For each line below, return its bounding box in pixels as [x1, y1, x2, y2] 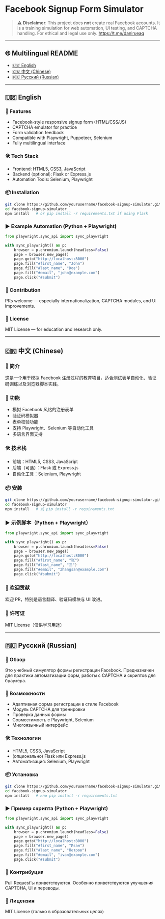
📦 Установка [5, 771, 38, 778]
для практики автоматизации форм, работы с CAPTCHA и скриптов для [5, 672, 156, 678]
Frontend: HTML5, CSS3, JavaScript [12, 166, 86, 172]
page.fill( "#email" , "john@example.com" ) [14, 270, 100, 276]
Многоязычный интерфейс [12, 722, 68, 728]
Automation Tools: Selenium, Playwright [12, 176, 93, 182]
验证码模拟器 [12, 413, 38, 419]
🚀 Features [5, 108, 31, 115]
